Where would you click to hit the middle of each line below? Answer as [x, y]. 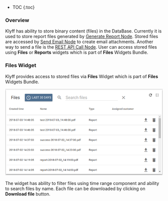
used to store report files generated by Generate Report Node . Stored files [82, 37]
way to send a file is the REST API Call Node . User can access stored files [81, 47]
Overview [17, 20]
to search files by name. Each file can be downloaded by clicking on [75, 188]
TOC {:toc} [23, 7]
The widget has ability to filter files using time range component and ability [82, 183]
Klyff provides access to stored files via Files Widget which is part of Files [82, 76]
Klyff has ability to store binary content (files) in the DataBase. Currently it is [83, 31]
